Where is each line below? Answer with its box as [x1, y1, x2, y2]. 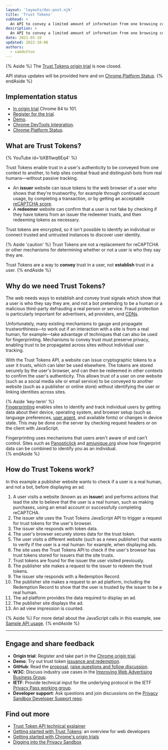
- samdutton [10, 49, 35, 54]
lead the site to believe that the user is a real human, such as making [12, 499, 154, 505]
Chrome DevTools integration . [12, 122, 74, 128]
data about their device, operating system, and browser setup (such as [5, 409, 152, 415]
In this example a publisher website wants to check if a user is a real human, [5, 479, 163, 485]
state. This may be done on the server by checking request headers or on [5, 420, 157, 426]
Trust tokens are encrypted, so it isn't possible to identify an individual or [5, 226, 156, 233]
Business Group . [12, 674, 47, 680]
